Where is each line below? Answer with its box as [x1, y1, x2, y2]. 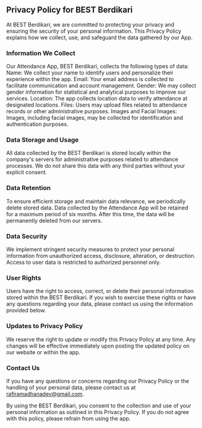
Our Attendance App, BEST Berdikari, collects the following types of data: [6, 63, 189, 70]
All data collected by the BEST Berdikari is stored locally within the [6, 150, 171, 157]
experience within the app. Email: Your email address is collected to [6, 76, 174, 83]
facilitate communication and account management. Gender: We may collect [6, 82, 197, 90]
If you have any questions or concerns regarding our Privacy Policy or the [6, 377, 189, 384]
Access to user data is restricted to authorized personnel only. [6, 258, 161, 266]
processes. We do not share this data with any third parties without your [6, 162, 185, 170]
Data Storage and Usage [6, 136, 79, 144]
